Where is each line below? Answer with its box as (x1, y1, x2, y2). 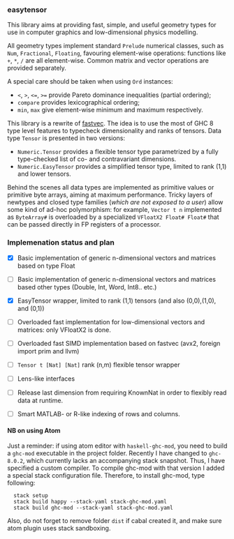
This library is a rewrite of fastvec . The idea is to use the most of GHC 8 (7, 119, 214, 128)
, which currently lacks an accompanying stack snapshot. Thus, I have (22, 457, 226, 465)
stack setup (13, 492, 49, 499)
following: (7, 479, 36, 487)
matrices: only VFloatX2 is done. (17, 326, 112, 334)
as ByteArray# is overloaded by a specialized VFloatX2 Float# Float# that (7, 213, 219, 221)
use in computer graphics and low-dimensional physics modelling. (7, 28, 198, 36)
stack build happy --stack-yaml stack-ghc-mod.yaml (13, 499, 168, 506)
